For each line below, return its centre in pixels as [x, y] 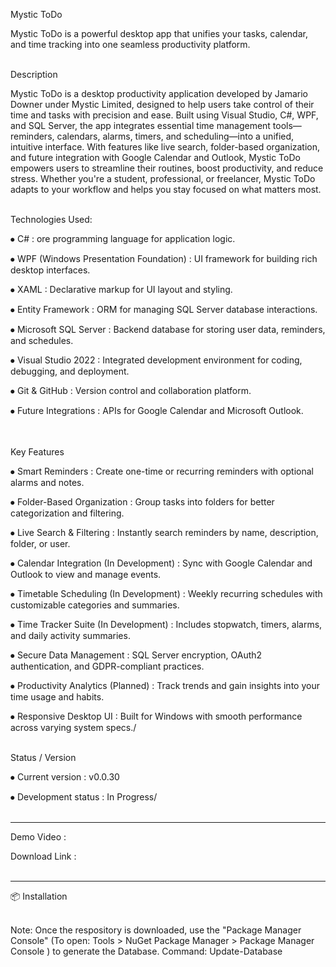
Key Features [37, 452]
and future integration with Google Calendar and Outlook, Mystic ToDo [155, 157]
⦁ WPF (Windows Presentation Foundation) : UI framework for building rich [164, 258]
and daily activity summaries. [70, 635]
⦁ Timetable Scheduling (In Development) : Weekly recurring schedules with [166, 593]
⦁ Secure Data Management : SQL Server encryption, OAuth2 [136, 655]
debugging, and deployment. [70, 371]
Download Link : [43, 856]
